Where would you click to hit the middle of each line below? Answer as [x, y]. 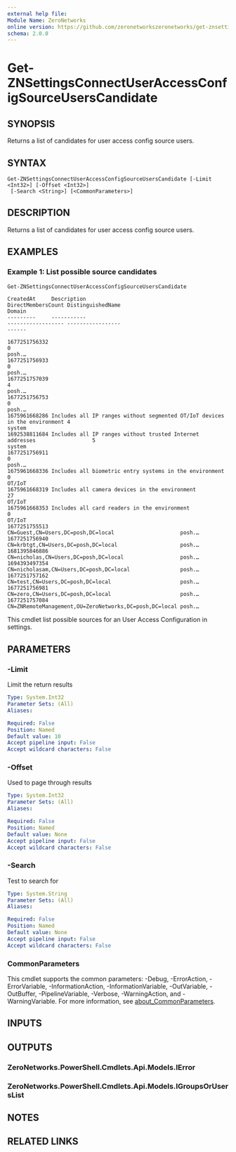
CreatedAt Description [47, 299]
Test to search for [33, 881]
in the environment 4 [39, 422]
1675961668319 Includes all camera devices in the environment [102, 490]
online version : [31, 27]
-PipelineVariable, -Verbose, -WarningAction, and [110, 994]
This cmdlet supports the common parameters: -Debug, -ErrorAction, [108, 979]
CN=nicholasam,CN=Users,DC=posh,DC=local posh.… [103, 570]
